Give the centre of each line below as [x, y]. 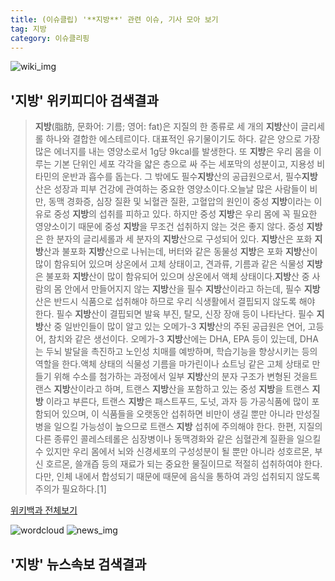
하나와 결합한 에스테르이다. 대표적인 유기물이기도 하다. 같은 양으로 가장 [183, 139]
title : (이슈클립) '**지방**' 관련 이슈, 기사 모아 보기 [114, 19]
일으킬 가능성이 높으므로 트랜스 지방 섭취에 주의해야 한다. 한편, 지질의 [188, 427]
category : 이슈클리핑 [50, 38]
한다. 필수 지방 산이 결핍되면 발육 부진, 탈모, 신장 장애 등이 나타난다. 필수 [174, 314]
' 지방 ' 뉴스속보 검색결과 [78, 564]
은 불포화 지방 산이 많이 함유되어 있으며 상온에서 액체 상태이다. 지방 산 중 [172, 277]
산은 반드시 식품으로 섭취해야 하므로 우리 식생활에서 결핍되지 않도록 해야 [175, 302]
